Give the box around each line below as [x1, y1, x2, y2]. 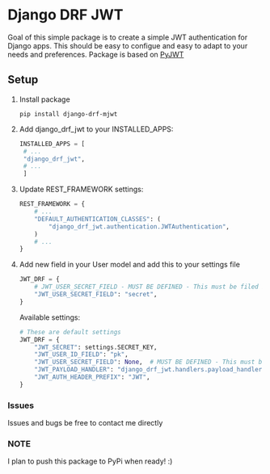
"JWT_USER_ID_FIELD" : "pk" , [34, 350, 129, 359]
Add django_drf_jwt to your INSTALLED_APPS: [19, 124, 174, 134]
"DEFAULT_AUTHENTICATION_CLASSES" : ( [34, 215, 162, 223]
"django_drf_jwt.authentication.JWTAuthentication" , [49, 222, 230, 231]
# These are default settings [19, 328, 122, 336]
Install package [19, 94, 70, 104]
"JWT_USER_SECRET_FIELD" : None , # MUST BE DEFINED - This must [34, 358, 255, 367]
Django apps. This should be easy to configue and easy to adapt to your [7, 40, 248, 50]
